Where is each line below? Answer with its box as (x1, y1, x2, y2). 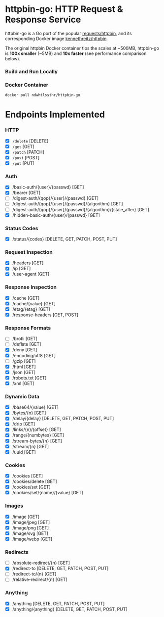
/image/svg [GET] (12, 530, 48, 536)
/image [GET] (12, 514, 40, 520)
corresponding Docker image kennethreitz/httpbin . (5, 36, 108, 42)
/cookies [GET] (12, 473, 43, 479)
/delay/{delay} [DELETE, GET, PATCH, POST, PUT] (12, 416, 114, 422)
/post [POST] (12, 154, 40, 160)
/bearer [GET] (12, 190, 41, 196)
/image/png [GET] (12, 524, 49, 530)
